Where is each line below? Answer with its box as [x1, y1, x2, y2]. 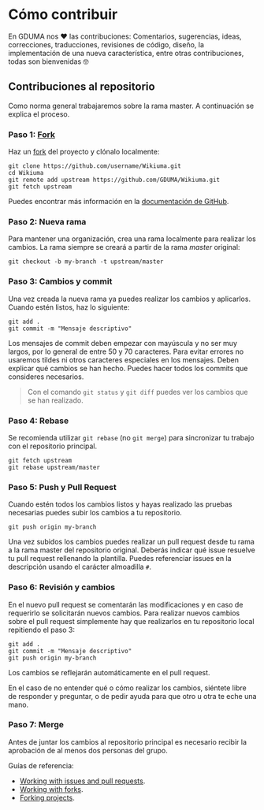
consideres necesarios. [8, 372, 84, 381]
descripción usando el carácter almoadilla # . [8, 562, 152, 572]
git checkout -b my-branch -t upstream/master [8, 258, 164, 266]
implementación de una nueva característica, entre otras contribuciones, [8, 48, 244, 58]
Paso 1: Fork [8, 128, 55, 139]
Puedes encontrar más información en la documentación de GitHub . [8, 197, 229, 206]
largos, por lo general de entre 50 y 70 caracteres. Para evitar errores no [8, 347, 244, 356]
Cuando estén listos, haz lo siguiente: [8, 302, 130, 312]
